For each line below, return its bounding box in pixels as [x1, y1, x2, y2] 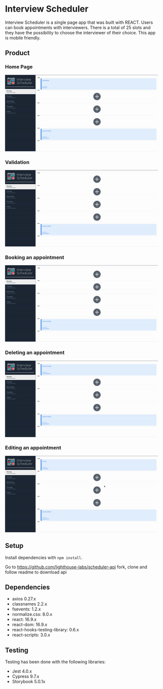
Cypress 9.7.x [12, 673, 40, 679]
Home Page [5, 64, 33, 70]
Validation [5, 159, 30, 165]
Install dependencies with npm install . [5, 554, 82, 561]
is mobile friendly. [5, 35, 41, 41]
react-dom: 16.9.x [12, 622, 48, 627]
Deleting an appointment [5, 349, 65, 356]
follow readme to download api [5, 569, 67, 575]
